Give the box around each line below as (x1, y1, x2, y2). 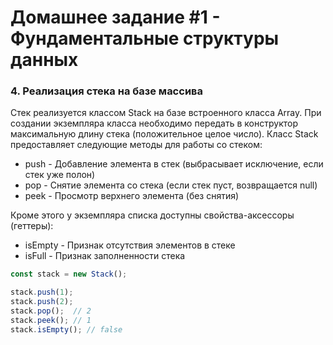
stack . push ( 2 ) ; (10, 297, 74, 307)
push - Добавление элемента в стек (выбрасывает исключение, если (24, 158, 324, 170)
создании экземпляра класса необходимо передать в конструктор (10, 117, 298, 130)
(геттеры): (10, 220, 54, 232)
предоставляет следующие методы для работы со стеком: (10, 139, 263, 151)
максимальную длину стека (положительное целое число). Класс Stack (10, 128, 319, 140)
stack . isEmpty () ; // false (10, 324, 123, 335)
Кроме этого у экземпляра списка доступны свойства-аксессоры (10, 209, 295, 221)
